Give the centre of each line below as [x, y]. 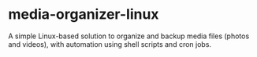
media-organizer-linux [84, 14]
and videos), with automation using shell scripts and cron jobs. [110, 44]
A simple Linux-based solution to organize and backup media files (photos [129, 36]
